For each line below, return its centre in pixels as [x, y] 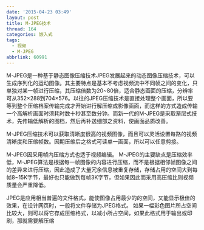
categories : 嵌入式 [29, 35]
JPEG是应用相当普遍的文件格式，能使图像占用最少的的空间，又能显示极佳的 [101, 198]
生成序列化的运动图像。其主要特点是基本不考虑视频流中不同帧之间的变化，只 [102, 83]
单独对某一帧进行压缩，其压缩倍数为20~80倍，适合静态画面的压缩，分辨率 [100, 90]
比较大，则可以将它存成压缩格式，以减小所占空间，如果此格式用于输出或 [97, 213]
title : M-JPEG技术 [29, 23]
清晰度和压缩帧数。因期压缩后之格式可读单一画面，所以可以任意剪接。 [94, 141]
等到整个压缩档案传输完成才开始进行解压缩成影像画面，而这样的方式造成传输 [102, 106]
